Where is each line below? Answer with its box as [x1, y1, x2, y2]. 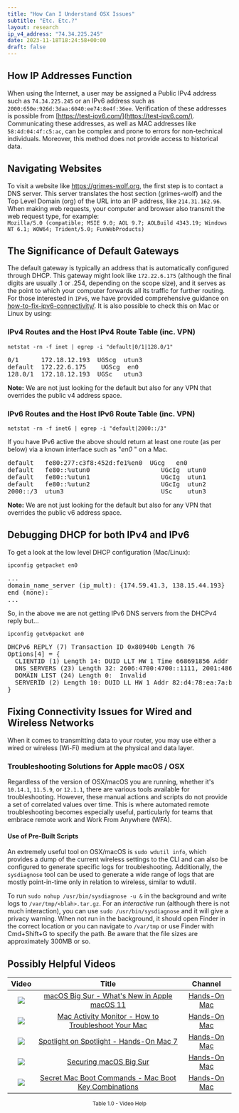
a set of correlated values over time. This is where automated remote [7, 800, 210, 809]
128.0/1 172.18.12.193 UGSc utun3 [7, 370, 143, 378]
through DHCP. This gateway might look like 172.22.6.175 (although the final [7, 272, 232, 280]
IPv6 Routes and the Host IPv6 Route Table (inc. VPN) [7, 409, 196, 419]
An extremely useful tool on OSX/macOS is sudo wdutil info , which [7, 848, 207, 856]
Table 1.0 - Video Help [92, 1099, 147, 1107]
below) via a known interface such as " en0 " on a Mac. [7, 445, 169, 453]
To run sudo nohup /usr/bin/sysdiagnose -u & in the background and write [7, 892, 227, 901]
